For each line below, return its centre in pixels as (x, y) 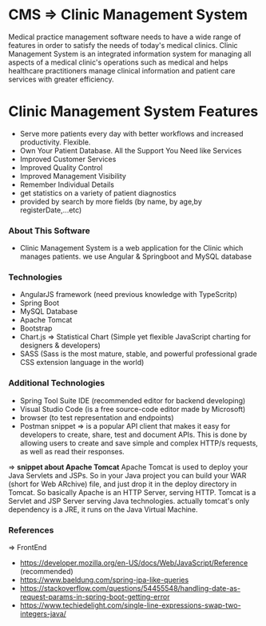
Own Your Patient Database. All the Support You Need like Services (131, 150)
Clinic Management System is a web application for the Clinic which (131, 248)
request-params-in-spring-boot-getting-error (95, 597)
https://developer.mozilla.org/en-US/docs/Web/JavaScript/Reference (134, 563)
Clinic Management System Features (133, 111)
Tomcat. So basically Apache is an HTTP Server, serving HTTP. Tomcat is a (132, 492)
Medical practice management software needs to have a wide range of (125, 37)
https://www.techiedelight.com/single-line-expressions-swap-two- (130, 605)
